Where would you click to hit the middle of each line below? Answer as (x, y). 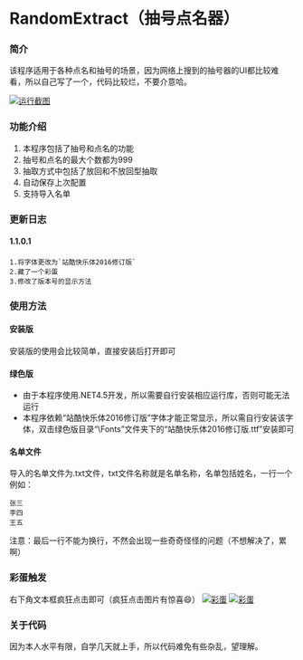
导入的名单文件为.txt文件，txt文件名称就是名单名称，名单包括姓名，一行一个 (151, 473)
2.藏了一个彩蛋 (34, 272)
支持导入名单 (46, 193)
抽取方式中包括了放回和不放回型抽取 (90, 171)
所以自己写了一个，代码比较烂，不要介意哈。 (108, 81)
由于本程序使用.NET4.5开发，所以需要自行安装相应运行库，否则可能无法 (156, 396)
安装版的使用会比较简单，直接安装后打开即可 (93, 351)
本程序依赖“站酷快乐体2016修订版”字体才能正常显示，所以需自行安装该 (154, 418)
